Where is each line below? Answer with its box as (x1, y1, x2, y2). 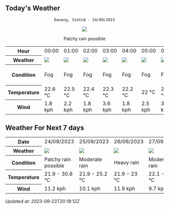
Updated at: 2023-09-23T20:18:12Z (5, 198, 79, 204)
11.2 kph (44, 185, 66, 192)
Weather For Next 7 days (5, 123, 84, 132)
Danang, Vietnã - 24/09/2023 (54, 17, 115, 22)
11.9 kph (114, 185, 136, 192)
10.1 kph (78, 185, 101, 192)
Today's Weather (5, 4, 60, 13)
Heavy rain (114, 159, 140, 166)
